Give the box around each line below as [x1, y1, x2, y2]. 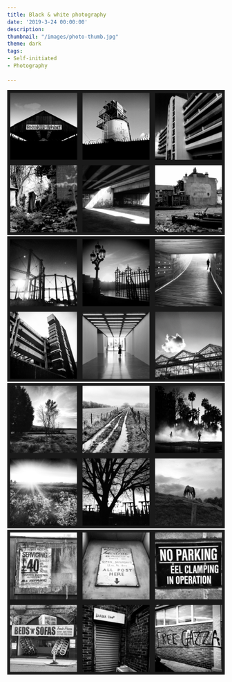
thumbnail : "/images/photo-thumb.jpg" [7, 33, 119, 40]
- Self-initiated [7, 55, 57, 62]
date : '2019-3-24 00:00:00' [7, 18, 88, 26]
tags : [7, 48, 23, 55]
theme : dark [7, 40, 41, 48]
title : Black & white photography [7, 11, 107, 18]
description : [7, 26, 45, 33]
